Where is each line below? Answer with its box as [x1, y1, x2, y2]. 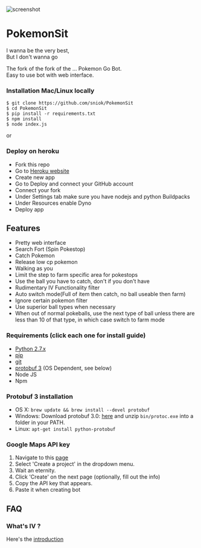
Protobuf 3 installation [6, 392, 74, 401]
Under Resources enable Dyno [14, 199, 92, 207]
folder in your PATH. [14, 419, 65, 426]
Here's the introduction [6, 535, 64, 543]
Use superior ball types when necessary [14, 303, 116, 311]
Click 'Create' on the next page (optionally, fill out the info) [14, 473, 161, 480]
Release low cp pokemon [14, 259, 78, 266]
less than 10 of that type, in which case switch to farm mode [14, 316, 165, 323]
